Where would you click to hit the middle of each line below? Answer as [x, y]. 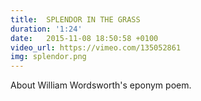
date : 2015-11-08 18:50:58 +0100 [84, 38]
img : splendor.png [48, 57]
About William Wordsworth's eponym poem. [101, 85]
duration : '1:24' [46, 29]
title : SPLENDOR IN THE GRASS [75, 19]
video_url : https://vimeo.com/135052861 [96, 47]
